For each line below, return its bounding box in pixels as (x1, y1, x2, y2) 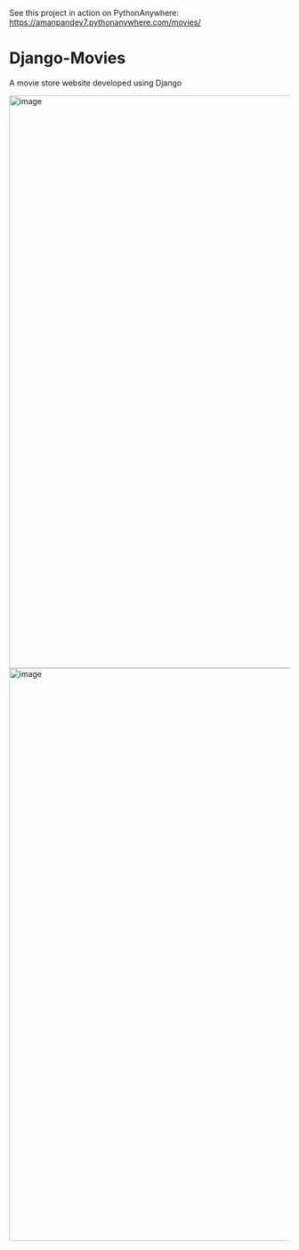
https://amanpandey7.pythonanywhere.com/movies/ (9, 17, 201, 28)
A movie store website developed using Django (9, 77, 182, 88)
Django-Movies (9, 48, 126, 69)
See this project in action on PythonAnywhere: (9, 8, 180, 18)
